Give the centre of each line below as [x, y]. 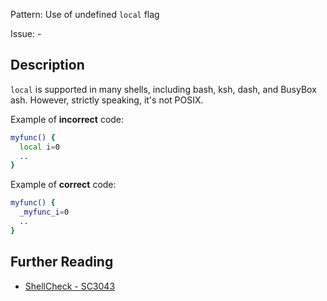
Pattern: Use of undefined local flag [85, 14]
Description [47, 65]
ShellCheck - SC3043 [70, 286]
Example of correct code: [63, 185]
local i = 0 [39, 147]
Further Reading [62, 262]
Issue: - [26, 33]
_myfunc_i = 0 [44, 212]
